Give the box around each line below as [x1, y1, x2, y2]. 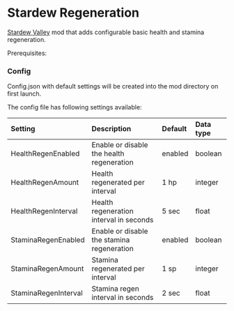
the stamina [91, 235, 130, 245]
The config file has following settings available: [7, 103, 142, 112]
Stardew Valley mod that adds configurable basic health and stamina [7, 28, 205, 36]
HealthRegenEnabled [10, 149, 80, 158]
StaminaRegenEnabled [10, 235, 85, 245]
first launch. [7, 89, 42, 98]
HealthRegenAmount [10, 178, 79, 188]
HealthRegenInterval [10, 206, 78, 216]
